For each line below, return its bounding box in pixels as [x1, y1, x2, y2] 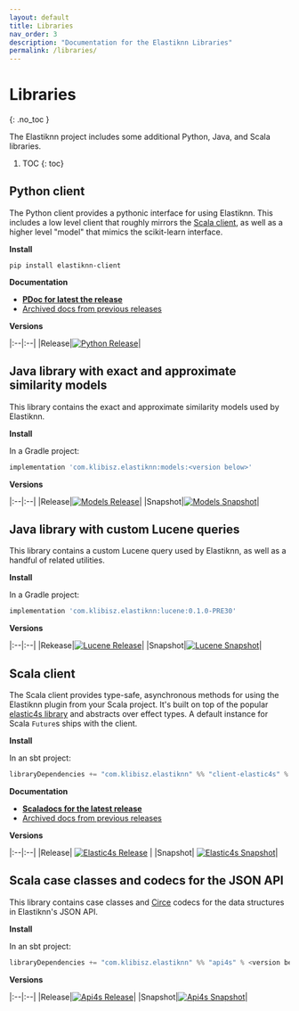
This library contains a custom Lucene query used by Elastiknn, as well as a [9, 546, 287, 556]
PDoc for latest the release [21, 293, 123, 304]
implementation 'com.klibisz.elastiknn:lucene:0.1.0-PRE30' [9, 607, 238, 616]
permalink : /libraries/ [9, 46, 98, 55]
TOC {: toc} [21, 158, 64, 169]
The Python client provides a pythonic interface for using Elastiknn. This [9, 207, 273, 218]
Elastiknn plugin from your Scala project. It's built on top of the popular [9, 699, 269, 710]
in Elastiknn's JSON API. [9, 906, 98, 916]
